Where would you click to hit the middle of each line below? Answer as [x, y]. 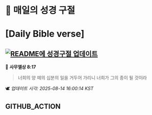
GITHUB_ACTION [33, 106]
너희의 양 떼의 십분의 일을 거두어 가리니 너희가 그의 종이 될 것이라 [82, 78]
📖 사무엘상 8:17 [21, 67]
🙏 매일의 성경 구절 [40, 10]
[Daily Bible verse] [45, 34]
